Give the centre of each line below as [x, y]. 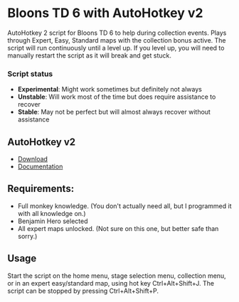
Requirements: [41, 189]
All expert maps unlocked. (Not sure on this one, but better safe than [118, 228]
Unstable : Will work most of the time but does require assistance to [117, 97]
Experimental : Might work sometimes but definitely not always [110, 90]
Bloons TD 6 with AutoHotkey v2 [105, 13]
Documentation [40, 167]
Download [33, 159]
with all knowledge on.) [52, 213]
